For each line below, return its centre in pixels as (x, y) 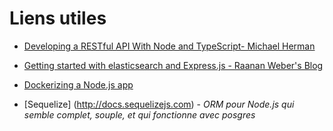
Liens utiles (58, 18)
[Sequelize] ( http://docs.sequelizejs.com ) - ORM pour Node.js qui (159, 104)
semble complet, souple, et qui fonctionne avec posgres (139, 114)
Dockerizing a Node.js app (78, 84)
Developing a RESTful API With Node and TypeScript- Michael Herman (169, 46)
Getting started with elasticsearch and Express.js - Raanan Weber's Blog (173, 65)
